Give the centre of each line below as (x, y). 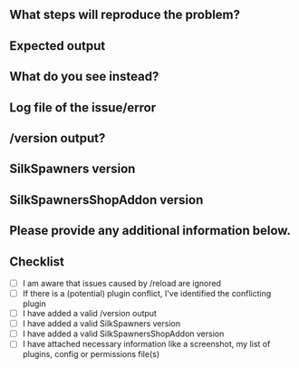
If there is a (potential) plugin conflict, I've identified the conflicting (147, 293)
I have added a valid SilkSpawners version (101, 324)
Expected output (58, 46)
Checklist (37, 261)
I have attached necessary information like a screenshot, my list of (146, 344)
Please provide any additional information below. (150, 231)
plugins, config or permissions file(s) (91, 354)
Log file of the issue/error (83, 107)
